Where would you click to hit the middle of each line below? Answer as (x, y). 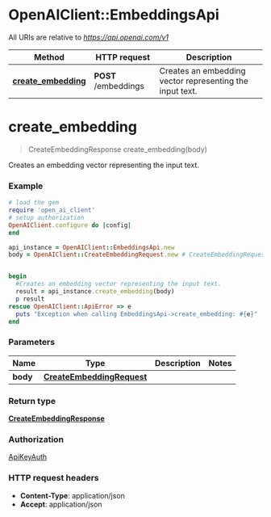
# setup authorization (46, 217)
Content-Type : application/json (72, 495)
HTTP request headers (54, 478)
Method (49, 57)
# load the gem (34, 203)
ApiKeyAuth (28, 457)
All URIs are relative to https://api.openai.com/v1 (89, 37)
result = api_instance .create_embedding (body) (95, 292)
